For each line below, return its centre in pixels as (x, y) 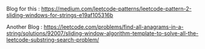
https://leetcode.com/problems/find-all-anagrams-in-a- (114, 27)
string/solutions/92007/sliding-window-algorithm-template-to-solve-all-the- (103, 33)
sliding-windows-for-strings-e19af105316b (60, 15)
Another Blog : (24, 27)
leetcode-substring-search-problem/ (53, 40)
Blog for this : (23, 9)
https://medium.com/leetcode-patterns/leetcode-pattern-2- (117, 9)
